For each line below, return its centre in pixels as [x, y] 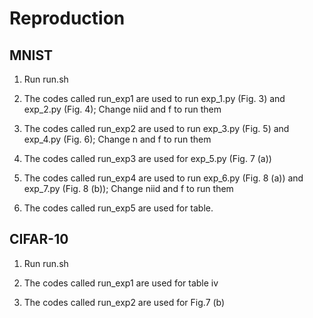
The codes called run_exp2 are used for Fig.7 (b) [124, 302]
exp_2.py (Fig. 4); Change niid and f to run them [122, 109]
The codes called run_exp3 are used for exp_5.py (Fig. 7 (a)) [147, 158]
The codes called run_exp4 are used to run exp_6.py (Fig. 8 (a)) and [163, 178]
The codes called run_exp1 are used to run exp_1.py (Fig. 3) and [154, 98]
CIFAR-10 [39, 239]
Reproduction [67, 18]
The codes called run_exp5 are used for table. [118, 208]
